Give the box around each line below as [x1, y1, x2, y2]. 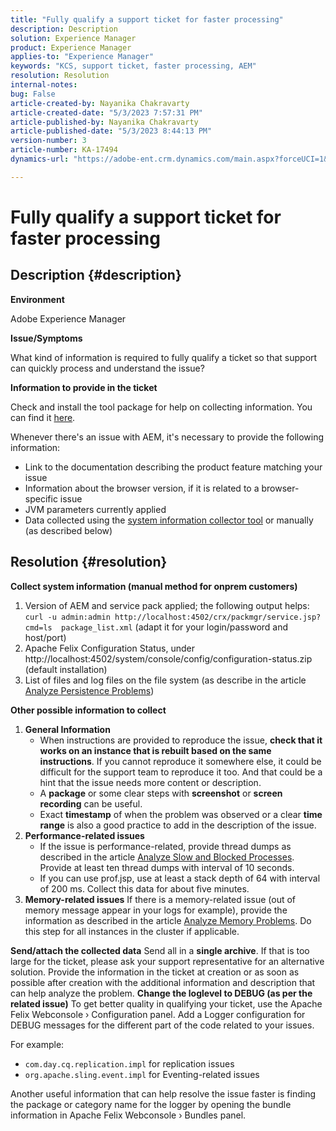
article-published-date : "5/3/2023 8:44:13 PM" [10, 126, 213, 136]
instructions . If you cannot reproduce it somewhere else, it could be [39, 755, 322, 767]
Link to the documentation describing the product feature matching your [24, 461, 323, 473]
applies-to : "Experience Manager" [10, 52, 155, 62]
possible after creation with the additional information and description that [10, 976, 316, 988]
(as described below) [24, 524, 113, 536]
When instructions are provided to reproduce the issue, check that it [39, 734, 323, 746]
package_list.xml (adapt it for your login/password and [61, 621, 289, 633]
